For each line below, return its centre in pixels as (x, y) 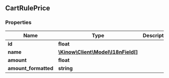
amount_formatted (31, 68)
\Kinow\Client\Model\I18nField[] (98, 52)
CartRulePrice (28, 8)
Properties (18, 22)
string (65, 68)
